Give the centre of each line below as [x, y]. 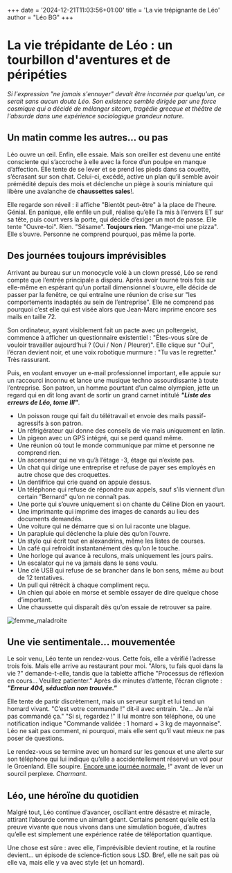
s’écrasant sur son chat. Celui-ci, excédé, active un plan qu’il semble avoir [113, 177]
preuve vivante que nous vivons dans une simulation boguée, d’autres [107, 827]
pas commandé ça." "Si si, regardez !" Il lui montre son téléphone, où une [111, 717]
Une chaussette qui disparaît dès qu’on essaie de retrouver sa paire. [115, 607]
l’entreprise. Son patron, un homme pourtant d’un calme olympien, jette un [113, 388]
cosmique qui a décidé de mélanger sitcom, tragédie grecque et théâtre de [114, 108]
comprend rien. [39, 452]
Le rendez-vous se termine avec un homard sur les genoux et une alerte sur [116, 752]
